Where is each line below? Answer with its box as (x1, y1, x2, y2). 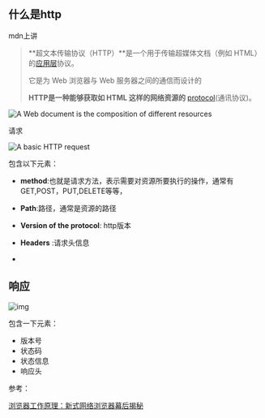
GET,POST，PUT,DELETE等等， (19, 186, 127, 196)
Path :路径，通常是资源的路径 (19, 203, 117, 213)
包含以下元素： (8, 158, 58, 168)
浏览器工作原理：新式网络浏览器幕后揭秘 (8, 400, 143, 410)
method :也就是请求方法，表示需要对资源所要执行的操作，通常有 (19, 175, 234, 185)
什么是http (8, 7, 62, 22)
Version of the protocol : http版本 (19, 220, 131, 230)
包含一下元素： (8, 318, 58, 328)
